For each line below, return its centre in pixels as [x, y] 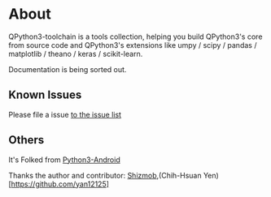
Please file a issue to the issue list [65, 114]
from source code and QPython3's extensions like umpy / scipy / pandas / [133, 45]
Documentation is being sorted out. [68, 69]
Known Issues [45, 95]
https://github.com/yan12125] [60, 184]
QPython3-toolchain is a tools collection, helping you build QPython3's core [135, 36]
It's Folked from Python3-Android [64, 160]
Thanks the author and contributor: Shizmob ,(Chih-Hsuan [105, 175]
